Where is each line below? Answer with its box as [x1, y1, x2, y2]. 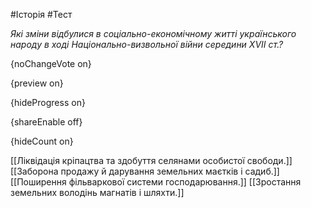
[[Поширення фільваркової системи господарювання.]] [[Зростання [10, 176, 302, 188]
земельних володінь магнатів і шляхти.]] [10, 187, 185, 198]
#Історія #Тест [10, 9, 73, 20]
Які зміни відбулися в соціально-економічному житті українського [10, 28, 297, 39]
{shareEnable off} [10, 116, 83, 128]
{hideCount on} [10, 135, 74, 147]
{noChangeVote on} [10, 58, 92, 69]
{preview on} [10, 77, 64, 89]
